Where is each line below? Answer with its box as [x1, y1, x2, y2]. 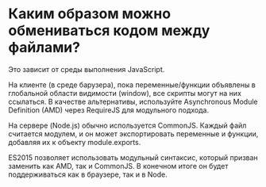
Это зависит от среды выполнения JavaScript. [8, 64, 165, 74]
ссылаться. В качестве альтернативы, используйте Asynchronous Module [8, 97, 258, 106]
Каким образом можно [8, 5, 172, 23]
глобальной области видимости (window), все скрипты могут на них [8, 88, 242, 97]
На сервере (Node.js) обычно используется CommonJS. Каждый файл [8, 120, 247, 130]
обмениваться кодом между [8, 21, 210, 40]
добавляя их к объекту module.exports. [8, 137, 141, 147]
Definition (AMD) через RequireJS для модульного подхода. [8, 105, 209, 115]
